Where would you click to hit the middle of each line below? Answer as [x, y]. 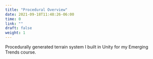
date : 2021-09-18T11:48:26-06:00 [40, 14]
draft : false [19, 28]
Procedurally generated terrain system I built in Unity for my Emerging [77, 47]
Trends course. [21, 52]
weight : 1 [15, 33]
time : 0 [13, 19]
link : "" [14, 24]
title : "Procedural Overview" [37, 10]
